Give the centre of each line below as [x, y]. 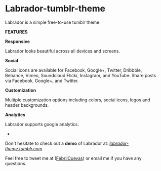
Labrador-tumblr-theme [55, 9]
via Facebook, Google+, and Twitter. [42, 81]
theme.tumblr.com [24, 148]
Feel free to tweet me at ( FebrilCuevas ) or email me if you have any [73, 158]
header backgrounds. [27, 105]
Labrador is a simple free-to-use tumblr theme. [53, 22]
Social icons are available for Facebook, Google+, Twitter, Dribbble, [74, 70]
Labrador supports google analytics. [42, 124]
